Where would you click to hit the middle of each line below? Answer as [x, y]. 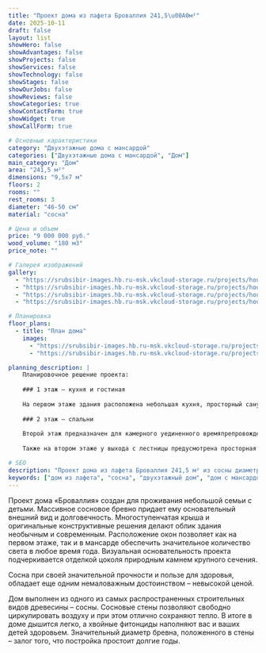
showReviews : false [40, 97]
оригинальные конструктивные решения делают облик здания [115, 525]
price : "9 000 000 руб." [49, 236]
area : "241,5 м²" [37, 170]
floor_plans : [30, 324]
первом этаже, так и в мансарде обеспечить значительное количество [129, 542]
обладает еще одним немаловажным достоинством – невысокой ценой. [131, 583]
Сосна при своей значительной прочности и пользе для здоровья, [121, 574]
